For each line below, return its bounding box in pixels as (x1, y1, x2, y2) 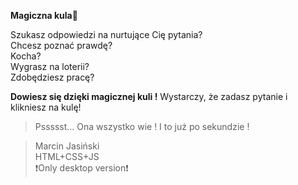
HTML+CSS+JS (34, 151, 100, 162)
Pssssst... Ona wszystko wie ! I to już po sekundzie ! (34, 121, 250, 132)
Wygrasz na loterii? (10, 61, 90, 72)
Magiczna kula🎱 (10, 10, 78, 21)
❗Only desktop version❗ (34, 162, 129, 174)
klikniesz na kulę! (10, 101, 82, 113)
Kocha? (10, 50, 42, 62)
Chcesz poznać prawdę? (10, 40, 113, 51)
